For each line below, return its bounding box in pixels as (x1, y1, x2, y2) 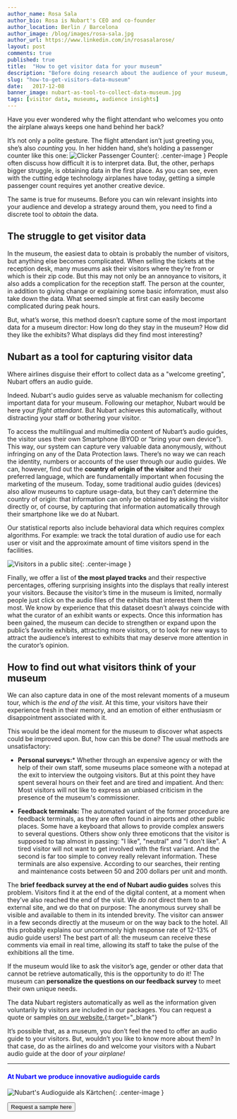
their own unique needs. (7, 985, 78, 993)
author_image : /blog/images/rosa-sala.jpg (7, 30, 134, 37)
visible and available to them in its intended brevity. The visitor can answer (7, 911, 224, 919)
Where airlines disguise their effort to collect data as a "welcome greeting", (7, 369, 226, 378)
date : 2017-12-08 (7, 83, 65, 90)
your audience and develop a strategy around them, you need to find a (7, 203, 213, 211)
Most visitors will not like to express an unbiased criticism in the (17, 786, 203, 795)
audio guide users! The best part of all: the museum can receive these (7, 933, 212, 942)
